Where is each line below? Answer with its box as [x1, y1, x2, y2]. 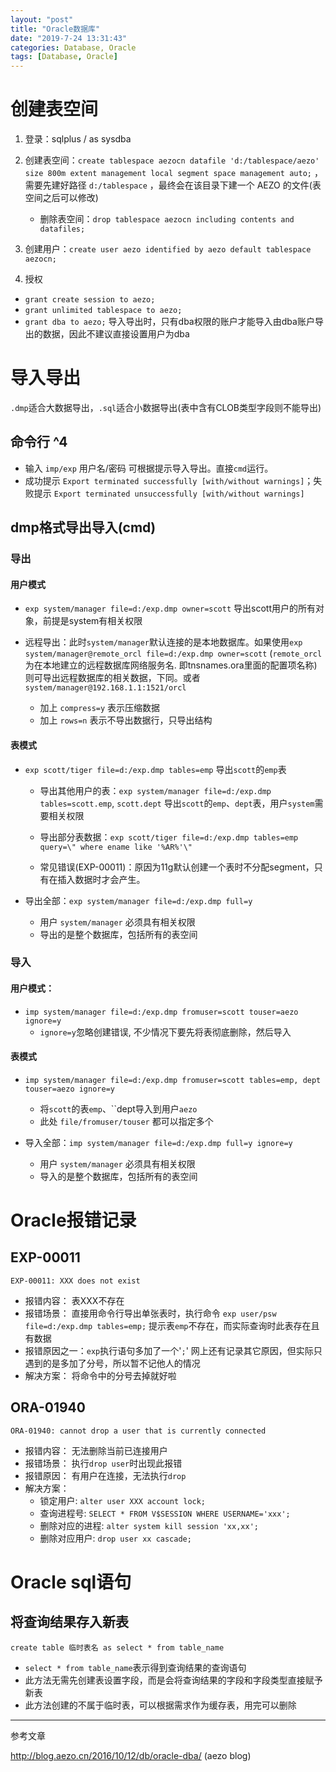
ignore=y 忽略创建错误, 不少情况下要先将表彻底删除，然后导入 [39, 1026, 292, 1038]
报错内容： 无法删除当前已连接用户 [24, 1444, 168, 1456]
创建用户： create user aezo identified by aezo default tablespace [24, 243, 312, 255]
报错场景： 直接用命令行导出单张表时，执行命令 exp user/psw [24, 1307, 277, 1319]
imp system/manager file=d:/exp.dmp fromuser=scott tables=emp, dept [24, 1075, 322, 1085]
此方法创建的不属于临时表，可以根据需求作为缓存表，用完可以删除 [24, 1699, 297, 1711]
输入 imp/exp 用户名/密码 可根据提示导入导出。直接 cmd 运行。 [24, 462, 274, 474]
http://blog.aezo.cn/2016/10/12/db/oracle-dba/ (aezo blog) [10, 1749, 252, 1761]
